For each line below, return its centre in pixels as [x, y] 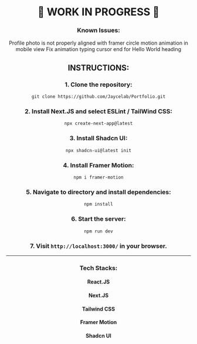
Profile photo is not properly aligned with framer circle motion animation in [98, 43]
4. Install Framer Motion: [98, 165]
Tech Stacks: [98, 268]
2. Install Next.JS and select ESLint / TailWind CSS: [98, 112]
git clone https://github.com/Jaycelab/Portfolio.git [98, 97]
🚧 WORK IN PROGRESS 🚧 [98, 12]
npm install [98, 204]
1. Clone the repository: [98, 85]
